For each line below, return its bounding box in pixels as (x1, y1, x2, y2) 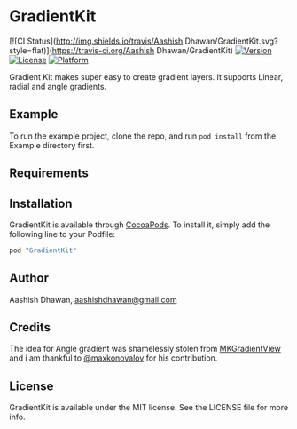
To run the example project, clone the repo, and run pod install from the (9, 131, 277, 141)
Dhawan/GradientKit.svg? (184, 36, 278, 46)
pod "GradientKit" (9, 246, 77, 255)
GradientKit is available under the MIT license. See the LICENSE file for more (9, 402, 289, 413)
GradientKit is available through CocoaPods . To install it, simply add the (9, 219, 270, 230)
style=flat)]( (9, 44, 53, 55)
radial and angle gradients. (9, 81, 107, 91)
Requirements (9, 166, 89, 181)
